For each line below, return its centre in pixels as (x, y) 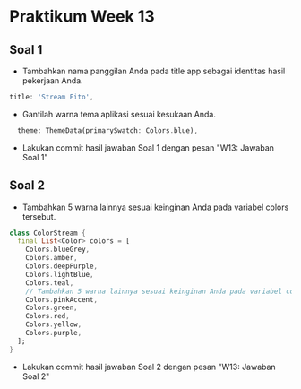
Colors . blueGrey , (58, 250)
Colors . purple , (54, 333)
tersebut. (39, 216)
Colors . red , (47, 316)
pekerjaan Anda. (52, 81)
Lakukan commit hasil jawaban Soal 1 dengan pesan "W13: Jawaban (148, 147)
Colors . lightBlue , (60, 274)
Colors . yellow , (54, 324)
